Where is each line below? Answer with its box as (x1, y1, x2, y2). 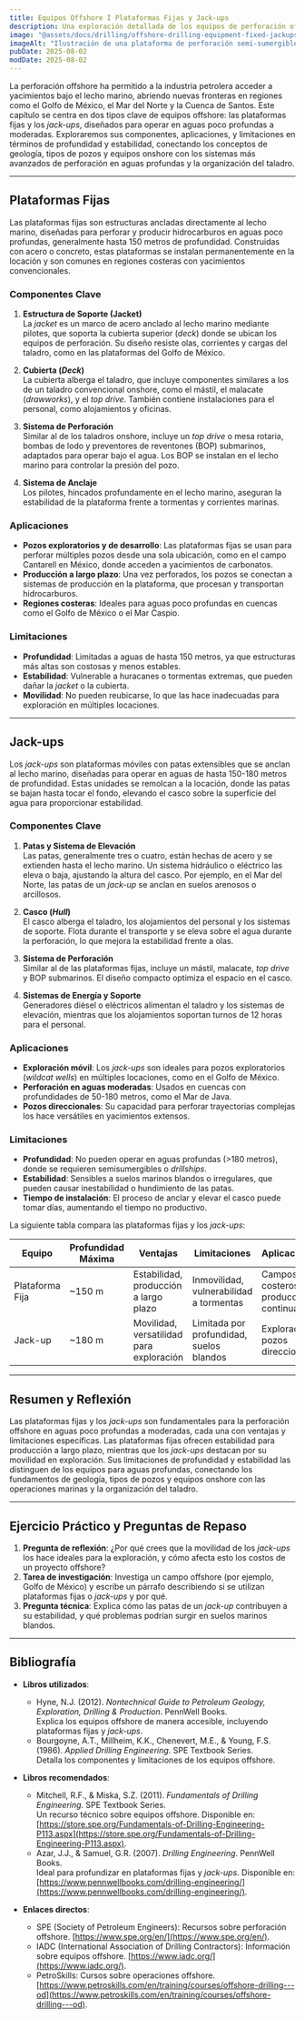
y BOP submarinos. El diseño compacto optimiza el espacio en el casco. (22, 972, 293, 983)
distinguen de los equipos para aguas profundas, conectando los (9, 1464, 253, 1475)
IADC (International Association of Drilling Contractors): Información (35, 1941, 290, 1952)
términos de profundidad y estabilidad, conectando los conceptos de (9, 138, 268, 149)
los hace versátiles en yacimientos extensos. (22, 1110, 191, 1121)
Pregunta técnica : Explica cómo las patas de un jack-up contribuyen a (22, 1601, 288, 1612)
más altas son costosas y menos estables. (22, 660, 182, 671)
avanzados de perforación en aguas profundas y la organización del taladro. (9, 158, 295, 168)
